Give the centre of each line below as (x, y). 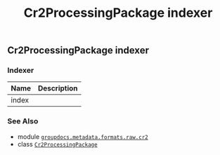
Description (58, 88)
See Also (23, 121)
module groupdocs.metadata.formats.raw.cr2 (83, 136)
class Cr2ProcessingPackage (57, 144)
